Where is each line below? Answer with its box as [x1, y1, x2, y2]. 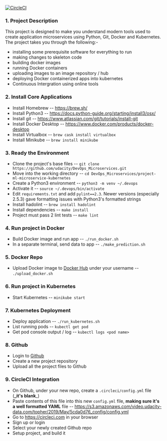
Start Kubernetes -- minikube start [12, 294, 86, 300]
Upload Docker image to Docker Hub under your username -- [12, 265, 139, 271]
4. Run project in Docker [5, 225, 65, 232]
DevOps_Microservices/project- [91, 171, 156, 176]
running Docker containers [12, 65, 67, 71]
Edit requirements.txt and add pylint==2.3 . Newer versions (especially [12, 190, 160, 196]
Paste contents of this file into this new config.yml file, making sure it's [12, 398, 160, 404]
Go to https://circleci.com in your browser [12, 414, 98, 420]
